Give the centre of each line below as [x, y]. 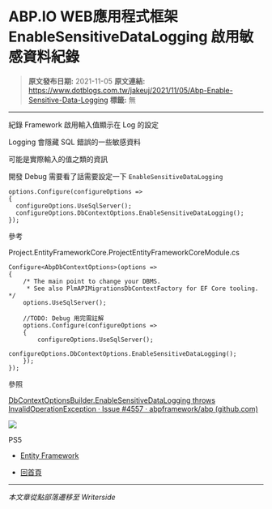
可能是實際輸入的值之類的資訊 [58, 159]
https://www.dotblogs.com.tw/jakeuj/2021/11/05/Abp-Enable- [130, 90]
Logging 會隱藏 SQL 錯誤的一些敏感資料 [75, 142]
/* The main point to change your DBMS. [92, 281]
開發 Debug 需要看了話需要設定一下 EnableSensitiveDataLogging [116, 176]
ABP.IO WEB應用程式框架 [93, 17]
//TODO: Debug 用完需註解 [64, 318]
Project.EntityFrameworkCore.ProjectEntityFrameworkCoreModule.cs [124, 252]
